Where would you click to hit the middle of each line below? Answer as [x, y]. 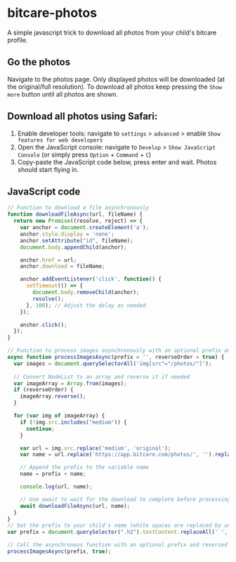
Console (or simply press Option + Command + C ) [84, 154]
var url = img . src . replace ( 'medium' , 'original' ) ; [96, 448]
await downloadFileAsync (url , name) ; [75, 506]
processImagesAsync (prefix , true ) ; [59, 551]
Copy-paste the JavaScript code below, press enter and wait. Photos [117, 162]
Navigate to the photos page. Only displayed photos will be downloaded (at [116, 79]
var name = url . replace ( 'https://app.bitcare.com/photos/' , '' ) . [118, 455]
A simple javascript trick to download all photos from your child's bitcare [112, 32]
